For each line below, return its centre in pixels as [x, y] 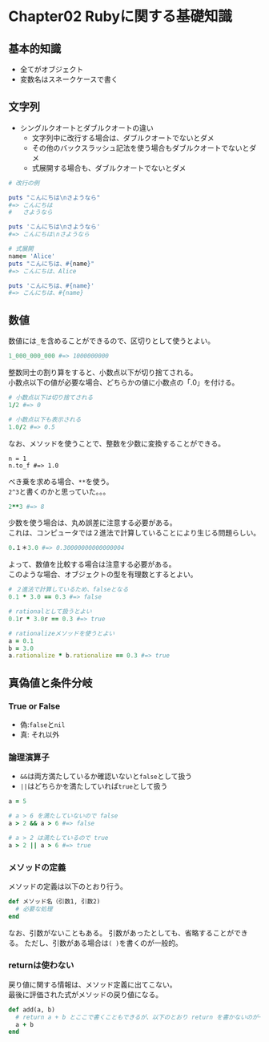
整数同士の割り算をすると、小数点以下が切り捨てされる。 [103, 372]
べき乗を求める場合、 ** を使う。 [61, 481]
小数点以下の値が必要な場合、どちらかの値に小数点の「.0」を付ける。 [124, 382]
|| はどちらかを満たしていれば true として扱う [94, 786]
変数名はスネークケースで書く [69, 79]
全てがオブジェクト [52, 69]
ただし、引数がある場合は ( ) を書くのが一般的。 [103, 943]
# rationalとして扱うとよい [50, 612]
